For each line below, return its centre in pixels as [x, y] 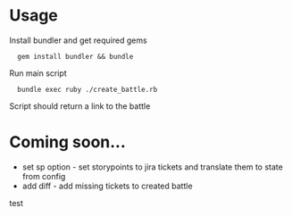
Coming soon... [68, 142]
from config [44, 176]
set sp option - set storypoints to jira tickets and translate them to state [152, 167]
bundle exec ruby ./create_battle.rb [88, 89]
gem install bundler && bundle [75, 56]
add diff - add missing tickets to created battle [108, 186]
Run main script [38, 73]
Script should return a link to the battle [80, 106]
